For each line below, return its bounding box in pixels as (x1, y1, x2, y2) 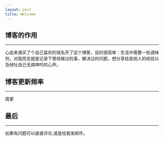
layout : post (5, 7, 32, 12)
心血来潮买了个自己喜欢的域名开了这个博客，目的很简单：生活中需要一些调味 (5, 49, 159, 55)
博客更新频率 (5, 77, 44, 86)
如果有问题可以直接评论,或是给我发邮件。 (5, 130, 88, 136)
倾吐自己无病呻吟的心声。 (9, 62, 61, 68)
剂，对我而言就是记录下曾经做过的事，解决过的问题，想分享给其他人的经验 (5, 56, 155, 62)
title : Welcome (5, 12, 36, 17)
